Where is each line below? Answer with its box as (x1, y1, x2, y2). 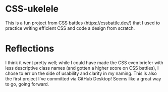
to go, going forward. (5, 81, 49, 87)
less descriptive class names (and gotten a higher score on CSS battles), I (5, 65, 159, 71)
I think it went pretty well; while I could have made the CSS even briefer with (5, 59, 163, 66)
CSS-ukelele (5, 3, 59, 15)
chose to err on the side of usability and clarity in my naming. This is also (5, 70, 157, 76)
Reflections (5, 43, 54, 55)
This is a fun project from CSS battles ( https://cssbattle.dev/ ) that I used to (5, 20, 160, 26)
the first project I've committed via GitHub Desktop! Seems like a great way (5, 75, 161, 81)
